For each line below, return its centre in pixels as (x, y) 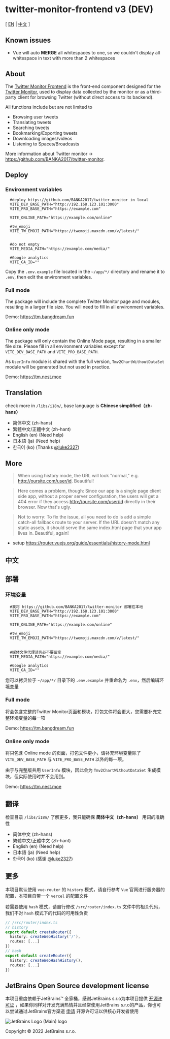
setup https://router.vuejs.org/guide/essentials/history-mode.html (81, 543)
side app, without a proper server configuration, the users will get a (88, 496)
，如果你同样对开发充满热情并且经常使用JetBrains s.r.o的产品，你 (83, 1005)
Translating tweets (32, 122)
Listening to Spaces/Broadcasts (46, 144)
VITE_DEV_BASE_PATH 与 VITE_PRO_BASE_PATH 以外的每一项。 (66, 759)
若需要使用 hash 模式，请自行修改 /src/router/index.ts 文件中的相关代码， (84, 906)
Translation (24, 393)
